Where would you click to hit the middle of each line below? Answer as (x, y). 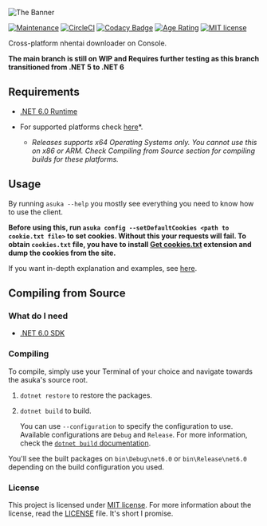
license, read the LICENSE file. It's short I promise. (91, 513)
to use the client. (36, 212)
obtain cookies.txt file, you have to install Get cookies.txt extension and (130, 244)
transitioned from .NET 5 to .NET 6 (67, 67)
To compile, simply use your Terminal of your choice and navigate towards (131, 371)
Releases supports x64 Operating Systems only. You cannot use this (144, 142)
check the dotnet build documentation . (85, 443)
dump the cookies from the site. (62, 253)
